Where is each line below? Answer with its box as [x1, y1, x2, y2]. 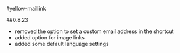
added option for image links [14, 34, 85, 41]
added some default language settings [14, 41, 109, 47]
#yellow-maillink [6, 5, 46, 12]
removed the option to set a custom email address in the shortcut [14, 28, 174, 35]
